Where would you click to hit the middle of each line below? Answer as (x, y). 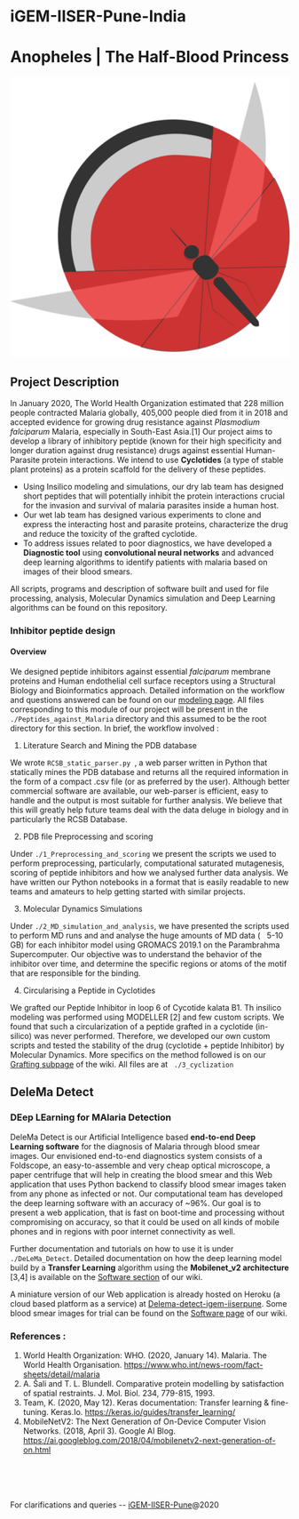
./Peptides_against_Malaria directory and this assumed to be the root (138, 719)
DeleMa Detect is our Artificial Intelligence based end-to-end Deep (133, 1137)
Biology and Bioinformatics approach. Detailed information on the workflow (147, 691)
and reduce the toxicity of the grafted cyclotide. (110, 533)
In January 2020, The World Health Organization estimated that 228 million (147, 403)
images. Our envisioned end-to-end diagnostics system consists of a (136, 1155)
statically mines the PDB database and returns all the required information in (149, 772)
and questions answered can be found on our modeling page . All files (137, 700)
